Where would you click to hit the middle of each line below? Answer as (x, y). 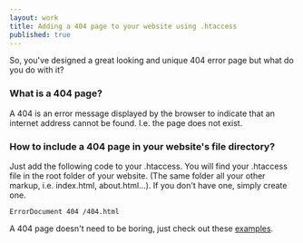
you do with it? (37, 70)
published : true (40, 34)
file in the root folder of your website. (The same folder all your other (137, 175)
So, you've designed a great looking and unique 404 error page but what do (152, 61)
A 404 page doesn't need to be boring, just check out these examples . (142, 228)
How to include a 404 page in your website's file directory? (142, 146)
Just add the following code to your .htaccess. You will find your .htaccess (149, 166)
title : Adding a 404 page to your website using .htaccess (123, 26)
